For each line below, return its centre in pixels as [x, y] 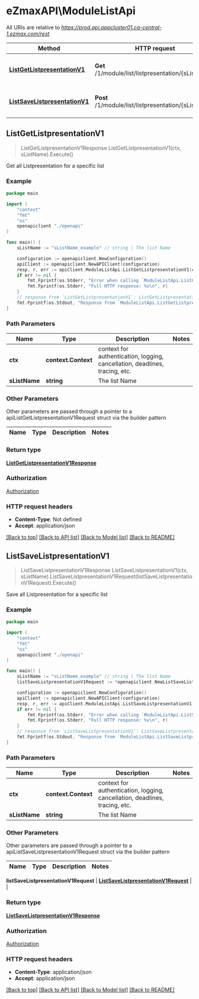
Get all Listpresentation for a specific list [55, 166]
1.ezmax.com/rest [28, 33]
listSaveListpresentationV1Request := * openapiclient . [86, 682]
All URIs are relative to [33, 27]
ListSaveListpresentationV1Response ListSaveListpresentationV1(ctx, [104, 570]
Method [49, 48]
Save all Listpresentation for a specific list [57, 594]
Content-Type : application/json [53, 972]
